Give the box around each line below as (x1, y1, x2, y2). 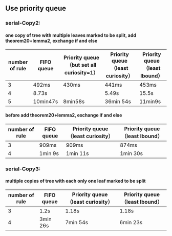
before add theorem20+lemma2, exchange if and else (5, 112, 122, 119)
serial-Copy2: (5, 19, 41, 27)
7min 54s (65, 219, 89, 226)
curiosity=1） (64, 69, 99, 76)
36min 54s (104, 97, 132, 105)
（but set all (66, 61, 97, 68)
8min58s (63, 97, 85, 105)
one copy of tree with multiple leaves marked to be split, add (5, 32, 137, 38)
